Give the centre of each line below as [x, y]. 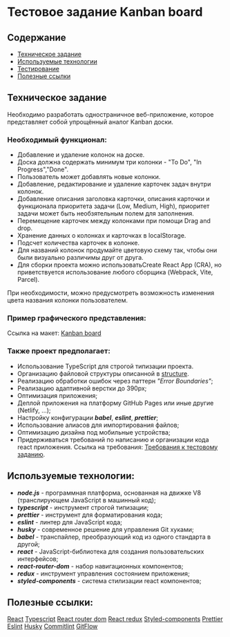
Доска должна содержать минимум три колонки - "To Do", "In [109, 162]
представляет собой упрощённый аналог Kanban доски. [90, 122]
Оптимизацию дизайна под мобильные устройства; [94, 432]
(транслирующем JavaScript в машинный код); [87, 500]
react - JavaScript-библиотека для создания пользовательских [111, 551]
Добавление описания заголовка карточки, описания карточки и [113, 199]
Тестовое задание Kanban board [105, 12]
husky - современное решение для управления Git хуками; [105, 529]
